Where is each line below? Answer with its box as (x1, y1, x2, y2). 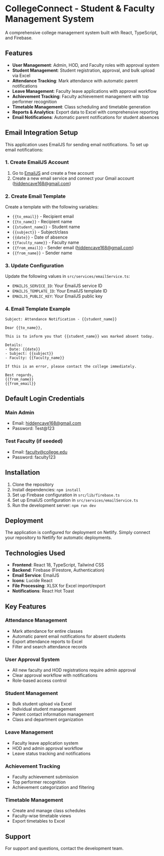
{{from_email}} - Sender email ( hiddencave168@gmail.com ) (12, 245, 134, 251)
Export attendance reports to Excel (12, 639, 83, 644)
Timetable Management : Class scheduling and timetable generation (12, 104, 151, 109)
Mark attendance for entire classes (12, 628, 83, 634)
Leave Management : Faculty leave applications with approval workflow (12, 88, 157, 94)
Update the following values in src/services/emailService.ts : (5, 273, 130, 279)
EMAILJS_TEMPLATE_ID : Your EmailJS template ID (12, 288, 108, 294)
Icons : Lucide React (12, 578, 53, 584)
